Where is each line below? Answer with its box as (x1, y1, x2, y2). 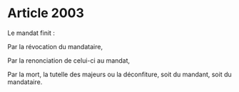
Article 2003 (7, 5, 84, 21)
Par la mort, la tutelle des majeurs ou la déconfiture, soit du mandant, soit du (7, 70, 232, 78)
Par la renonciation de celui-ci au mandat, (7, 56, 131, 65)
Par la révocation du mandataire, (7, 42, 103, 51)
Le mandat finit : (7, 29, 56, 37)
